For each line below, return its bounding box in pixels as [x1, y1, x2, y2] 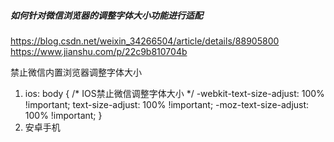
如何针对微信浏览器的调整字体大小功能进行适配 [10, 9, 203, 21]
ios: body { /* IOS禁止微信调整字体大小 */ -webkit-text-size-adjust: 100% [24, 87, 325, 99]
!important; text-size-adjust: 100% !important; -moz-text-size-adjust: [24, 98, 310, 110]
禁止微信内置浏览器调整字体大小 [10, 66, 142, 78]
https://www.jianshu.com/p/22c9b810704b [10, 45, 188, 57]
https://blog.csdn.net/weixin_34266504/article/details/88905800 [10, 35, 280, 47]
